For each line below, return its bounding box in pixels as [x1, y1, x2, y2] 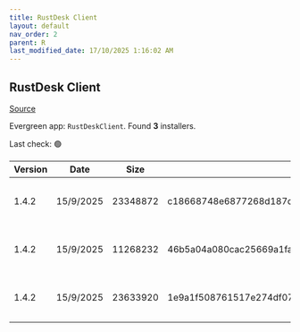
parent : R [9, 38, 46, 47]
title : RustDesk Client [9, 13, 98, 22]
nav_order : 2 [9, 30, 58, 38]
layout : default [9, 21, 70, 30]
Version [13, 163, 48, 175]
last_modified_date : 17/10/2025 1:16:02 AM [9, 47, 174, 55]
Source [9, 103, 36, 114]
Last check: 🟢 [9, 138, 62, 149]
